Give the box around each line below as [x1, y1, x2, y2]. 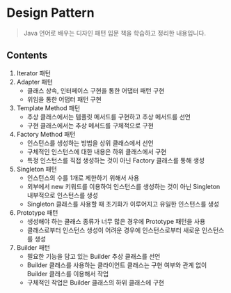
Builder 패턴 [16, 243, 50, 252]
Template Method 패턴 [16, 103, 81, 112]
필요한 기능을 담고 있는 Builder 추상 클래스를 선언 [26, 252, 161, 260]
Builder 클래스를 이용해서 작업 [26, 269, 109, 278]
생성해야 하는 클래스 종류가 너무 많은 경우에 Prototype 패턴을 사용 [26, 217, 206, 225]
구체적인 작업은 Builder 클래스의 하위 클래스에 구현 [26, 278, 165, 287]
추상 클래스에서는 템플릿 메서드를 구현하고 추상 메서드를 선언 [26, 112, 191, 121]
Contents [6, 50, 48, 61]
